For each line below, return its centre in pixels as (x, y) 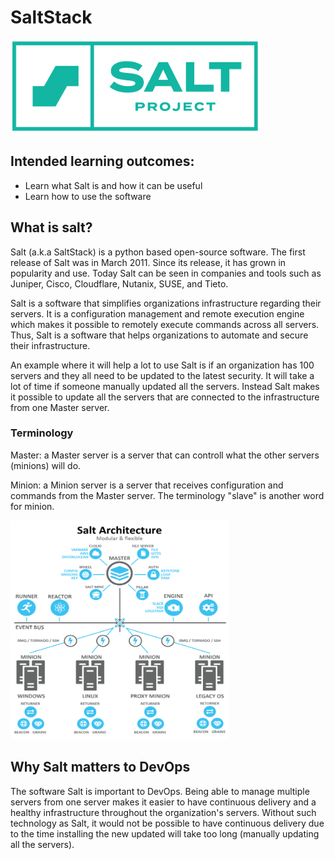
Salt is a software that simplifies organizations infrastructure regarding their (166, 303)
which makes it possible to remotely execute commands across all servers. (165, 324)
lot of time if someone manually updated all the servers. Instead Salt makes (165, 386)
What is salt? (51, 227)
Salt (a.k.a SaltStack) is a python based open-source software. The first (158, 252)
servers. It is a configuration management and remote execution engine (157, 313)
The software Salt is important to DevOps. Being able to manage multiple (160, 791)
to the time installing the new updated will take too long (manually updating (165, 833)
